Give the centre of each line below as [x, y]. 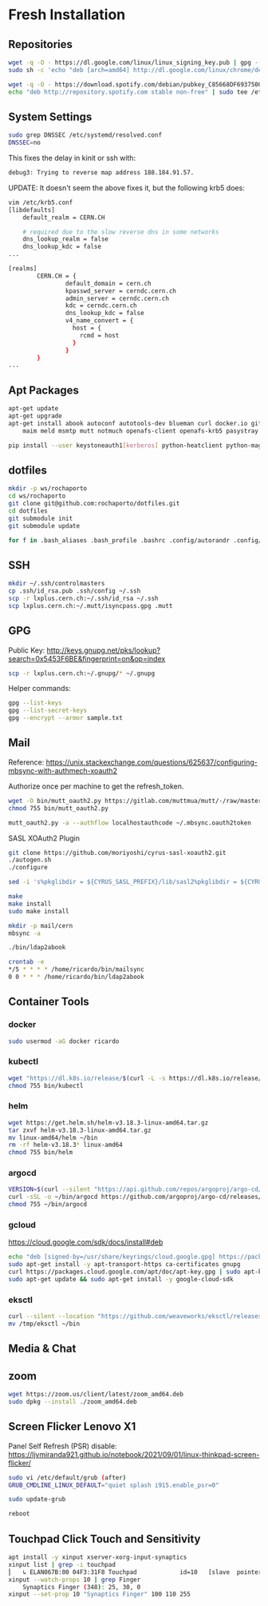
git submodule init [41, 518]
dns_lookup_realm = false [66, 239]
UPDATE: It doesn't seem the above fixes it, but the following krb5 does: [126, 188]
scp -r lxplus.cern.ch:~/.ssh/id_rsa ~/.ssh [83, 598]
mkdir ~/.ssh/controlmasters [57, 584]
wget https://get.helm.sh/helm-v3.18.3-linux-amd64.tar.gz [108, 1123]
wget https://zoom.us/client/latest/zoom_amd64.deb [96, 1394]
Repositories [41, 44]
